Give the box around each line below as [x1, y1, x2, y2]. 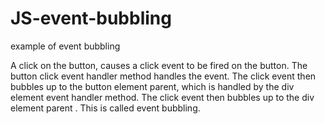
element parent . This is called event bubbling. [10, 102, 201, 114]
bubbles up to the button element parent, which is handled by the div [10, 80, 295, 92]
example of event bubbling [10, 40, 121, 52]
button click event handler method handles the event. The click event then [10, 70, 317, 82]
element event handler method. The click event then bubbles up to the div [10, 91, 315, 103]
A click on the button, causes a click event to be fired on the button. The [10, 59, 308, 71]
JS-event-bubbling [10, 7, 172, 30]
